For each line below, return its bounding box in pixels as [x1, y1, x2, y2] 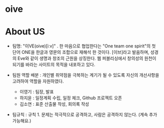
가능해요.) [12, 118, 32, 124]
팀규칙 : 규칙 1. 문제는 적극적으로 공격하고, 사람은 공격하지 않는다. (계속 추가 [12, 112, 158, 118]
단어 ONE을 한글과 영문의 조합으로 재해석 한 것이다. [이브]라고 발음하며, [12, 49, 149, 55]
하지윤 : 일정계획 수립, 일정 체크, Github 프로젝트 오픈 [19, 95, 122, 101]
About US [5, 26, 45, 38]
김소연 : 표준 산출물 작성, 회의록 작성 [19, 101, 90, 107]
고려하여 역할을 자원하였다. [12, 78, 64, 85]
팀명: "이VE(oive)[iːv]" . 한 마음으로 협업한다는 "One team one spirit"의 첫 [12, 43, 156, 49]
